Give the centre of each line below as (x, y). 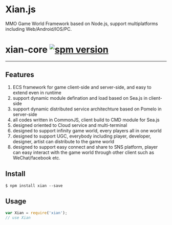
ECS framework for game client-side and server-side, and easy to (82, 87)
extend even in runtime (37, 93)
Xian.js (20, 9)
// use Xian (18, 218)
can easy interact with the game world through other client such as (83, 152)
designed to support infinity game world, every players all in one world (87, 130)
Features (20, 75)
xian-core (26, 50)
